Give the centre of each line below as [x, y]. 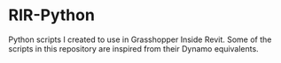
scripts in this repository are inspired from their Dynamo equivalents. [133, 48]
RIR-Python [51, 15]
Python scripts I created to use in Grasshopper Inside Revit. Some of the [140, 39]
